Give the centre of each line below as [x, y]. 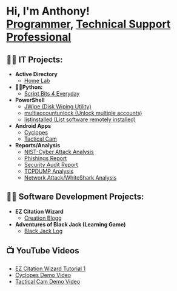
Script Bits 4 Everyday [52, 93]
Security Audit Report [51, 165]
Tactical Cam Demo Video [48, 281]
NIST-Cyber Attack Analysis [59, 152]
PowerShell [30, 100]
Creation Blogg [43, 218]
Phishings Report [45, 158]
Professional [39, 37]
